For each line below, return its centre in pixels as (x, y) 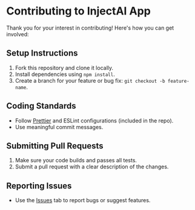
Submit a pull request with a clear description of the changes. (92, 167)
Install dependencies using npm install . (65, 74)
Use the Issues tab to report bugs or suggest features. (83, 200)
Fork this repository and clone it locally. (64, 68)
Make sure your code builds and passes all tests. (76, 161)
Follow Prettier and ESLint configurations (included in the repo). (94, 120)
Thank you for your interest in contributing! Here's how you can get (90, 28)
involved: (18, 34)
